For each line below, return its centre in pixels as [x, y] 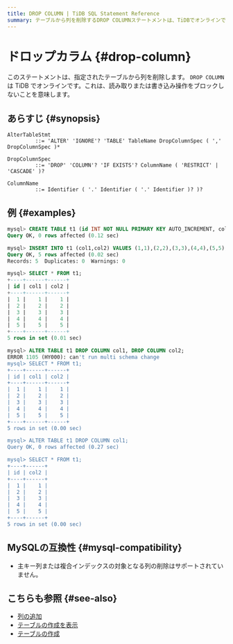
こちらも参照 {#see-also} [62, 598]
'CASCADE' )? [26, 172]
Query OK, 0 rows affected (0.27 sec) [63, 447]
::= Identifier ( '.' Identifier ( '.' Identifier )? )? [119, 190]
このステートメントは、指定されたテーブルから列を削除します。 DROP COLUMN [116, 77]
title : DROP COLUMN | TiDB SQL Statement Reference [83, 14]
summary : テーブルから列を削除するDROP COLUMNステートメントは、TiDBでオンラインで [117, 20]
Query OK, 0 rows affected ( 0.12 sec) [63, 236]
